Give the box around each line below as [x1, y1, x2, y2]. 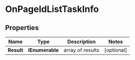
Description [67, 38, 96, 45]
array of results [63, 46, 99, 53]
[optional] [104, 46, 127, 53]
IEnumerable [28, 46, 59, 53]
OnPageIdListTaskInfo [5, 3, 99, 15]
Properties [5, 23, 39, 32]
